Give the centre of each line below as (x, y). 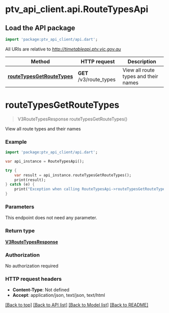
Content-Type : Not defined (41, 290)
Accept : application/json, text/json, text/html (59, 295)
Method (40, 61)
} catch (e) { (20, 184)
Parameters (20, 207)
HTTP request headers (33, 279)
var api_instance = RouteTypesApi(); (45, 161)
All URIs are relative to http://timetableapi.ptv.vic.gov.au (63, 49)
